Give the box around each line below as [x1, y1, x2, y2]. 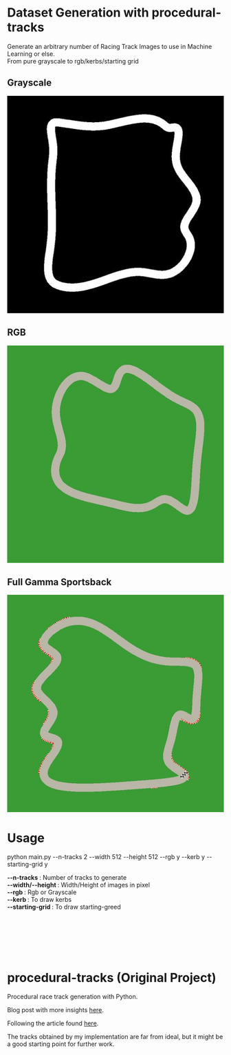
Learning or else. [7, 50, 55, 58]
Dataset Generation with [7, 5, 149, 21]
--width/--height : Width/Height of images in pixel [7, 881, 150, 889]
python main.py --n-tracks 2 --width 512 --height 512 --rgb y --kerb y [7, 853, 205, 861]
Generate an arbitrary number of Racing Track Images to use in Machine [7, 42, 212, 50]
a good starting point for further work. [7, 1040, 115, 1048]
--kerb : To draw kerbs [7, 896, 72, 904]
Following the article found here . [7, 1019, 99, 1027]
